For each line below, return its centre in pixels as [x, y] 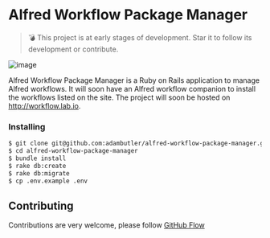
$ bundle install [37, 158]
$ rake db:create [37, 166]
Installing [27, 126]
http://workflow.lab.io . [45, 105]
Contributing [41, 205]
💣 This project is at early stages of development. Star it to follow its [140, 37]
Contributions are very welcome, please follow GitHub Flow [106, 225]
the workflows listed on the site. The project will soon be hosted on [119, 97]
